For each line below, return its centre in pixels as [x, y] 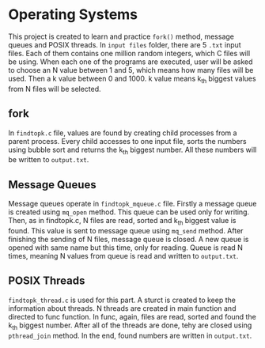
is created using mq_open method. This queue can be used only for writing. [129, 212]
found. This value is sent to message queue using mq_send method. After [126, 230]
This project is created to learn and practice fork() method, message [121, 36]
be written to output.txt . [49, 160]
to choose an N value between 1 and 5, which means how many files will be [131, 70]
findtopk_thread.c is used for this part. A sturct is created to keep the [122, 300]
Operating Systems [73, 15]
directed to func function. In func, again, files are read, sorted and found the [132, 316]
